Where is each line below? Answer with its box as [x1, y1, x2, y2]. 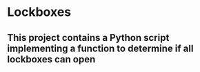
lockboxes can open [7, 53, 96, 65]
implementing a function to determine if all [7, 42, 194, 54]
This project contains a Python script [7, 32, 170, 44]
